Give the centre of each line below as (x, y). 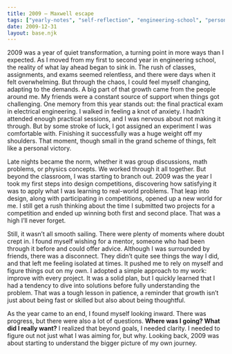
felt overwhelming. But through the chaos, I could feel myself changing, (109, 82)
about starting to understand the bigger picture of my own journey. (102, 343)
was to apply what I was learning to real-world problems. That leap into (108, 191)
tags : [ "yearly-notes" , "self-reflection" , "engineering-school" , (105, 20)
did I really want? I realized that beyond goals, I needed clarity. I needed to (114, 328)
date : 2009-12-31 (32, 26)
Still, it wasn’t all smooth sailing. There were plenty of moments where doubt (116, 234)
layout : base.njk (32, 33)
